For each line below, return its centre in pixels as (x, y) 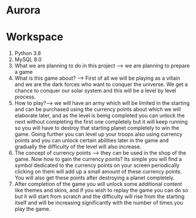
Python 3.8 (27, 53)
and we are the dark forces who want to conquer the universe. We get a (101, 84)
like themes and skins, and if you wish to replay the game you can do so (101, 190)
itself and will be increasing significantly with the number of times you (99, 203)
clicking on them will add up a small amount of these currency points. (98, 172)
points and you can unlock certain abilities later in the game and (92, 141)
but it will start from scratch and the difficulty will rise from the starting (99, 196)
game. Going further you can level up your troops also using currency (98, 134)
